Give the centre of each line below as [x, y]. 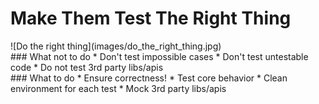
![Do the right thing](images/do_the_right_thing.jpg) [116, 46]
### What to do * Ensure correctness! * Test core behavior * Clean [149, 78]
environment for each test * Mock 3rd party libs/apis [118, 88]
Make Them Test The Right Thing [151, 18]
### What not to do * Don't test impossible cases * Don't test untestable [159, 56]
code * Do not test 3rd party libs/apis [87, 67]
